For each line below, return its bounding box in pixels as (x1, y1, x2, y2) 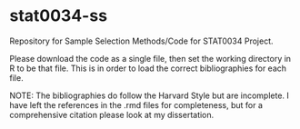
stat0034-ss (9, 5, 107, 26)
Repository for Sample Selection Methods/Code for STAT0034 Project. (9, 35, 275, 46)
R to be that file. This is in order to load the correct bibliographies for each (9, 63, 287, 74)
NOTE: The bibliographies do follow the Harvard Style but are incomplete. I (9, 90, 289, 101)
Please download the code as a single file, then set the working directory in (9, 53, 292, 64)
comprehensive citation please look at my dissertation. (9, 109, 215, 120)
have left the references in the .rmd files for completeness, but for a (9, 99, 264, 110)
